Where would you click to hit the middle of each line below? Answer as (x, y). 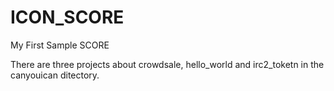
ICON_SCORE (67, 17)
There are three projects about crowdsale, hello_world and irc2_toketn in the (167, 64)
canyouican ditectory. (55, 75)
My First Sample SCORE (60, 45)
